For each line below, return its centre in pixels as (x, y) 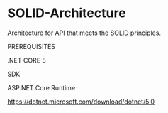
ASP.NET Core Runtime (41, 87)
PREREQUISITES (31, 46)
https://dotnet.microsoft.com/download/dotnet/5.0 (81, 102)
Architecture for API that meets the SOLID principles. (84, 33)
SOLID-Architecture (67, 13)
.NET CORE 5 (27, 60)
